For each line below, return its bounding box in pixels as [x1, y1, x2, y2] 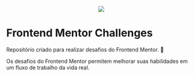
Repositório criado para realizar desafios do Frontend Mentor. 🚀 [6, 45, 164, 53]
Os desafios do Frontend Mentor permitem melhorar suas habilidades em [6, 57, 188, 65]
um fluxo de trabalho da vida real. [6, 63, 90, 71]
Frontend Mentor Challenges [6, 26, 153, 40]
